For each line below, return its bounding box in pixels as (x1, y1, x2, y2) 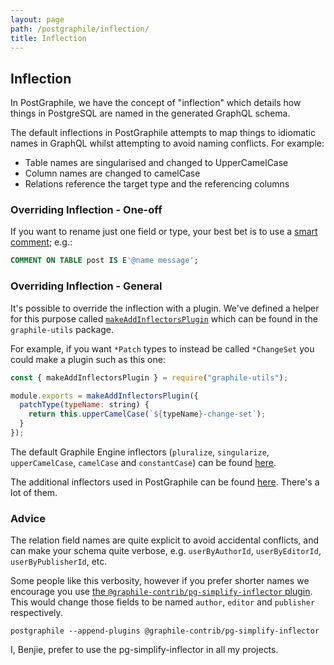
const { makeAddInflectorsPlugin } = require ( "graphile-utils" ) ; (10, 372, 288, 383)
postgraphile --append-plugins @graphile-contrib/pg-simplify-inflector (10, 626, 320, 636)
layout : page (10, 14, 65, 25)
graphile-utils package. (10, 323, 115, 335)
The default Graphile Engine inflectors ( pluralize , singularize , (10, 446, 270, 458)
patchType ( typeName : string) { (19, 400, 150, 410)
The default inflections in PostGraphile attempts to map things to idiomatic (10, 127, 316, 139)
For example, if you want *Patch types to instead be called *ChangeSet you (10, 342, 315, 355)
